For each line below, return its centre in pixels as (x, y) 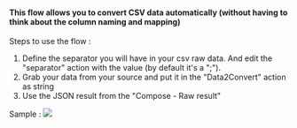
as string (38, 87)
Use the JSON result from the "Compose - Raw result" (121, 96)
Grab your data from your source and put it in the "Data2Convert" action (154, 77)
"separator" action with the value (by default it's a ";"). (121, 68)
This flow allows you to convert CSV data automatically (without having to (148, 12)
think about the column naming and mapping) (95, 21)
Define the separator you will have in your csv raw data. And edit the (147, 58)
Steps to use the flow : (50, 41)
